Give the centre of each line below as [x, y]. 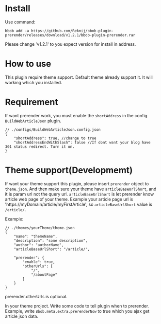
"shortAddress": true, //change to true [55, 138]
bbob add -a [17, 31]
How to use [28, 64]
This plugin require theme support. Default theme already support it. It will [79, 77]
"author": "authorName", [39, 245]
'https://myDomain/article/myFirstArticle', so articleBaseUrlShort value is [79, 204]
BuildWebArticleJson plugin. [33, 121]
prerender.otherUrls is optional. [36, 296]
